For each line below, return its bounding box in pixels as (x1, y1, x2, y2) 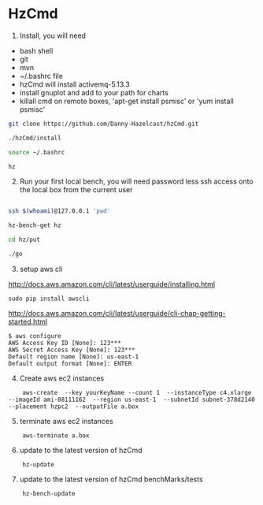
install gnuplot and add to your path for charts (19, 87, 169, 97)
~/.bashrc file (19, 71, 63, 80)
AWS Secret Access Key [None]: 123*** (8, 346, 135, 354)
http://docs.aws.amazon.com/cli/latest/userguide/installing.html (8, 279, 215, 288)
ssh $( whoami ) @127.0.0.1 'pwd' (8, 207, 111, 215)
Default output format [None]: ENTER (8, 359, 132, 367)
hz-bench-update (22, 489, 76, 497)
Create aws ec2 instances (19, 373, 105, 383)
